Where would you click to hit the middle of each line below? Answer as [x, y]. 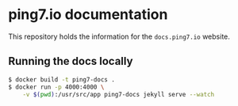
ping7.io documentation [88, 15]
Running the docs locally [71, 61]
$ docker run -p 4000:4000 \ [56, 87]
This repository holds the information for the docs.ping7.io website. [119, 36]
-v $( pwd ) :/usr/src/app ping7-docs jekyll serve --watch [119, 94]
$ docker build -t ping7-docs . [61, 79]
